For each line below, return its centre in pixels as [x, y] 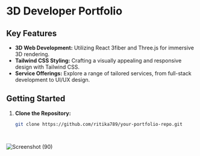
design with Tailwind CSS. [47, 67]
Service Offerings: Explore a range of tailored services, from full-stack [103, 73]
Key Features [32, 33]
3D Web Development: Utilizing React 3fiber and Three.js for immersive [105, 48]
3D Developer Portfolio [64, 11]
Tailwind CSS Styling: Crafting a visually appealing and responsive [98, 61]
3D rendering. [32, 54]
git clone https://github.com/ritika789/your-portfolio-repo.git [98, 124]
